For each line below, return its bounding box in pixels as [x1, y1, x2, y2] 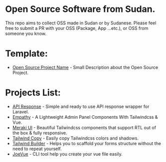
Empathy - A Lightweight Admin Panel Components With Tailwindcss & [12, 114, 158, 120]
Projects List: [5, 87, 61, 98]
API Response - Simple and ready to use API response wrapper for [12, 103, 150, 109]
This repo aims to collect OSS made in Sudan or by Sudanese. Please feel [5, 20, 157, 26]
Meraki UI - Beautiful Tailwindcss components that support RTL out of [12, 124, 156, 130]
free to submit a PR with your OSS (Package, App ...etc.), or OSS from [5, 25, 149, 31]
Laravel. [12, 108, 29, 115]
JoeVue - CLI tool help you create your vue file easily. [12, 151, 123, 157]
